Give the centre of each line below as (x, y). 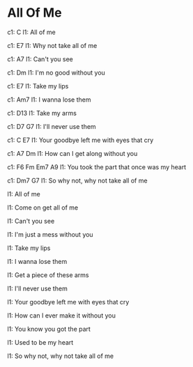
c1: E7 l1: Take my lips (38, 86)
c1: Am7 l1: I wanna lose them (49, 100)
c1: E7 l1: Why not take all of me (52, 45)
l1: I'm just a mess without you (50, 234)
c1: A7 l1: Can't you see (40, 59)
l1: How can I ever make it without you (62, 315)
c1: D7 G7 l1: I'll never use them (52, 126)
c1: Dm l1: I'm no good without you (56, 72)
